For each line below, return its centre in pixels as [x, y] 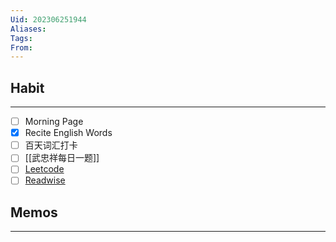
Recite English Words [68, 133]
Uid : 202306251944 [48, 19]
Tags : [21, 38]
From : [21, 47]
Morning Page [54, 122]
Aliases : [28, 29]
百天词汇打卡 [51, 145]
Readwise [45, 180]
